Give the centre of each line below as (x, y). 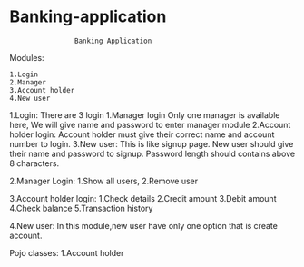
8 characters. (34, 163)
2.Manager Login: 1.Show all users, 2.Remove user (103, 181)
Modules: (27, 57)
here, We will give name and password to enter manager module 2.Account (150, 124)
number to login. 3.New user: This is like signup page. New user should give (152, 143)
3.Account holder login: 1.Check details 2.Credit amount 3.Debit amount (143, 198)
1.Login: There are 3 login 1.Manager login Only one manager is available (145, 114)
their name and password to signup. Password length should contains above (152, 153)
